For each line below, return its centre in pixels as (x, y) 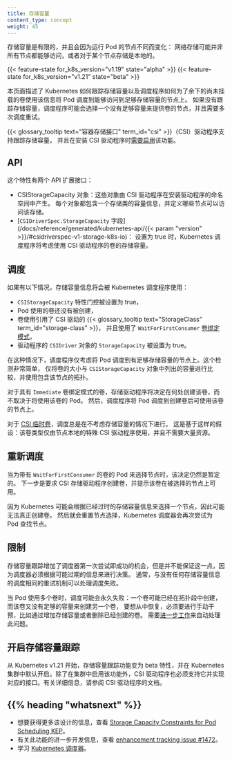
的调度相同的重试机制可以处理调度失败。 (65, 583)
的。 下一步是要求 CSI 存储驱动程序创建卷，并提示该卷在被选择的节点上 (108, 483)
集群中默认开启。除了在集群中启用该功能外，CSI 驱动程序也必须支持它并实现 (116, 674)
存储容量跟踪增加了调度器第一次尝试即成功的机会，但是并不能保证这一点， (113, 565)
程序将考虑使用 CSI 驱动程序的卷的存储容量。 (87, 246)
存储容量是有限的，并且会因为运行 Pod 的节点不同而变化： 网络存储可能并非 (115, 47)
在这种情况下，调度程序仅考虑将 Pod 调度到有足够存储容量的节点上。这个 (111, 360)
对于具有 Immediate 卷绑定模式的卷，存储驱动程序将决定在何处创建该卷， (110, 392)
